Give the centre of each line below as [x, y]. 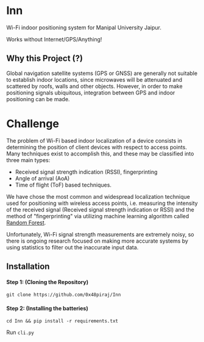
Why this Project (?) [45, 59]
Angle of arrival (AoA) [42, 178]
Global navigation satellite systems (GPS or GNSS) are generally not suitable [102, 73]
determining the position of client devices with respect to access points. [97, 147]
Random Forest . [26, 223]
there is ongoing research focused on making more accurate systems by [97, 241]
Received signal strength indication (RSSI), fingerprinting [86, 172]
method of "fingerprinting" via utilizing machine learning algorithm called [98, 216]
